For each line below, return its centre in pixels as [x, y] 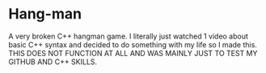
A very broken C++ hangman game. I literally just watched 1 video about [129, 36]
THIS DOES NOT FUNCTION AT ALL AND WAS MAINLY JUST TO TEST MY [133, 53]
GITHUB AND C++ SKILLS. [53, 62]
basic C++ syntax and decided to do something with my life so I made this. [133, 44]
